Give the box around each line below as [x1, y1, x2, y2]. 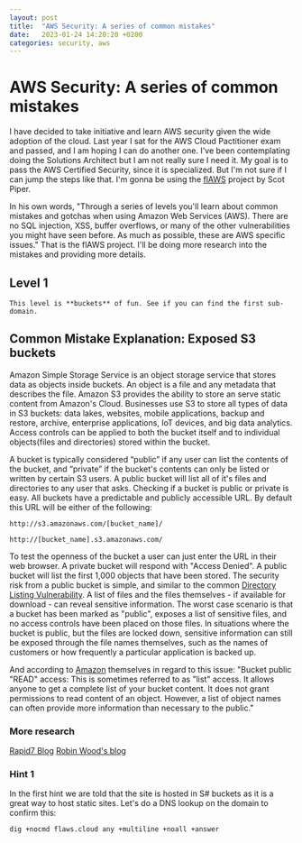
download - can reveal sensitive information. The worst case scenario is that [9, 599, 294, 609]
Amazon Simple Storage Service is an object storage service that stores [9, 369, 277, 380]
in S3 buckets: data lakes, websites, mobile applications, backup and [9, 408, 265, 418]
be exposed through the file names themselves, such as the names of [9, 637, 269, 647]
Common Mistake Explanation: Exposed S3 [9, 331, 257, 347]
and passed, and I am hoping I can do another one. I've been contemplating [9, 145, 290, 156]
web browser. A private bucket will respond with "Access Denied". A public [9, 560, 288, 571]
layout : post [9, 13, 59, 23]
